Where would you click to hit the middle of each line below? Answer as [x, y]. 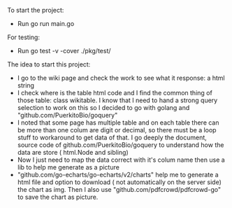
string [26, 85]
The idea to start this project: [49, 64]
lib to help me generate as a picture [68, 167]
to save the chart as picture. [58, 197]
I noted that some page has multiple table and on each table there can [118, 123]
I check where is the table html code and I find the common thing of [115, 93]
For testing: [24, 37]
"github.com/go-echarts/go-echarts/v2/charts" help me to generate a [118, 175]
